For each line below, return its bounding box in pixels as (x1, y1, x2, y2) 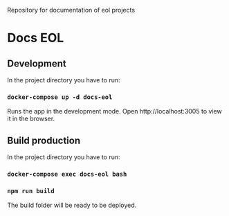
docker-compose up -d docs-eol (7, 93, 113, 101)
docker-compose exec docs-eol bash (7, 170, 127, 179)
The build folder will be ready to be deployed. (7, 201, 137, 210)
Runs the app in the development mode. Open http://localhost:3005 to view (7, 107, 223, 116)
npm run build (7, 187, 55, 195)
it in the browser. (7, 114, 55, 123)
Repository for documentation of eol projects (7, 6, 136, 14)
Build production (7, 134, 81, 146)
